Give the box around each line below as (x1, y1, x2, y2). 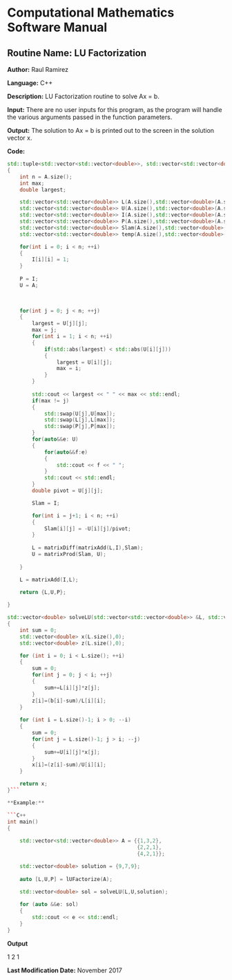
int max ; (19, 180, 45, 187)
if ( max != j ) (32, 397, 70, 404)
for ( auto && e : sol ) (19, 901, 79, 908)
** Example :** (7, 799, 45, 806)
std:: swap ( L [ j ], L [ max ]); (43, 416, 116, 423)
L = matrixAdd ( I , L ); (19, 576, 79, 583)
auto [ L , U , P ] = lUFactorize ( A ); (19, 876, 113, 882)
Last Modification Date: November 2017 (7, 966, 122, 974)
